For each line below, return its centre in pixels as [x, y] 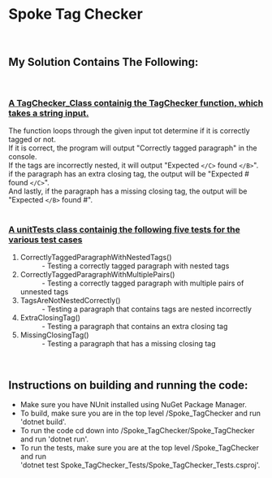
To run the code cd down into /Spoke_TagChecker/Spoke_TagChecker [137, 431]
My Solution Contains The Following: [104, 62]
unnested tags [44, 292]
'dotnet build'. [43, 422]
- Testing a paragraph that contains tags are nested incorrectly [147, 309]
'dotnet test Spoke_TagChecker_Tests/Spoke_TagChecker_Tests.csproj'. [140, 465]
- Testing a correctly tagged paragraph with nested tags [136, 266]
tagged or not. [32, 140]
